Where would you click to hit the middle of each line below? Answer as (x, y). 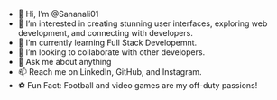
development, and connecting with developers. (106, 33)
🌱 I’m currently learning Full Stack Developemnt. (107, 42)
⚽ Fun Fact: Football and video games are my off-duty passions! (138, 85)
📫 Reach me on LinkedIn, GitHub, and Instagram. (110, 72)
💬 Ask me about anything (65, 62)
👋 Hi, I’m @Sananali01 (58, 14)
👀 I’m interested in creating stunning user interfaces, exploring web (143, 23)
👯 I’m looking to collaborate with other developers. (111, 52)
